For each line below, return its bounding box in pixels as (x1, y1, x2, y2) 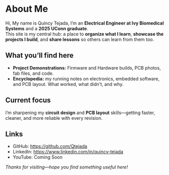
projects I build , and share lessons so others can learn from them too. (5, 36, 155, 42)
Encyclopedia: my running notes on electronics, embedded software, (12, 75, 160, 82)
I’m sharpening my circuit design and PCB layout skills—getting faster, (5, 110, 155, 116)
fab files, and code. (12, 70, 54, 76)
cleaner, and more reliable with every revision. (5, 115, 102, 121)
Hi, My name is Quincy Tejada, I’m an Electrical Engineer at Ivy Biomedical (5, 20, 164, 26)
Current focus (5, 96, 51, 105)
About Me (5, 3, 48, 15)
